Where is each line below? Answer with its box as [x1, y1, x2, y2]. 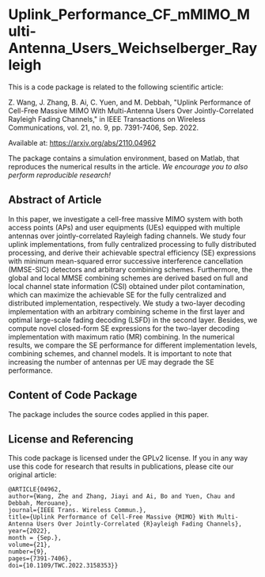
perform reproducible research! [8, 170, 111, 180]
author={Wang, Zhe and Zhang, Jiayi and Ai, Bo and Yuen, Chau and [8, 492, 236, 500]
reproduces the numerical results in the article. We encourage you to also [8, 161, 248, 171]
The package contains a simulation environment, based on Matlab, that [8, 153, 240, 163]
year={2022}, [8, 527, 51, 535]
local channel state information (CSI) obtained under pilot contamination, [8, 281, 245, 290]
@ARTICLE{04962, [8, 485, 62, 494]
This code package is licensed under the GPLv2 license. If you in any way [8, 454, 248, 463]
